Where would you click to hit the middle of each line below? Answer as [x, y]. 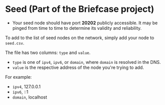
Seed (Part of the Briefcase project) [80, 9]
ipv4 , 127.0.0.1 [26, 86]
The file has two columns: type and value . [48, 52]
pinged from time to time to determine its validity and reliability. [77, 28]
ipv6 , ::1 [20, 92]
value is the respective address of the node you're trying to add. [78, 67]
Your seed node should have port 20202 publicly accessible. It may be [85, 23]
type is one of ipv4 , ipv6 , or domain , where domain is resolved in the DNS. [86, 62]
